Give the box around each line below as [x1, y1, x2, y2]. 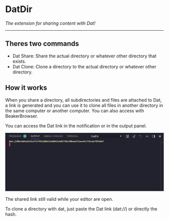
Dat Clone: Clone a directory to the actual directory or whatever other [12, 63, 157, 69]
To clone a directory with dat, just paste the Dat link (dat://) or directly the [5, 206, 157, 212]
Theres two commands [5, 39, 79, 48]
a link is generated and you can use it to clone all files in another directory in [5, 102, 163, 108]
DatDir [5, 4, 33, 15]
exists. [12, 58, 26, 64]
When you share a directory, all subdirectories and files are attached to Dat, [5, 97, 162, 103]
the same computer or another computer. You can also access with [5, 107, 144, 114]
